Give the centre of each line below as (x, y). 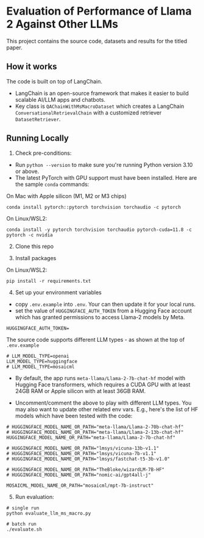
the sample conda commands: (52, 184)
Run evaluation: (35, 497)
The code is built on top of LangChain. (54, 81)
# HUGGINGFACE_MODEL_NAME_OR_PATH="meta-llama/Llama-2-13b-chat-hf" (95, 432)
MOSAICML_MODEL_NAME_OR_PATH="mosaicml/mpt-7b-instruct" (80, 486)
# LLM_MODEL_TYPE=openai (38, 356)
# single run (23, 508)
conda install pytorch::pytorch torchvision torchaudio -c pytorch (94, 207)
